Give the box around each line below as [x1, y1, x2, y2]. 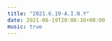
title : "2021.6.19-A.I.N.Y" [7, 10, 90, 17]
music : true [7, 23, 42, 30]
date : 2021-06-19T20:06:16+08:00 [7, 17, 106, 24]
